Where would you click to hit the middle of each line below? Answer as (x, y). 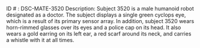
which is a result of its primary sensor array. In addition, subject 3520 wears (100, 21)
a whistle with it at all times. (40, 40)
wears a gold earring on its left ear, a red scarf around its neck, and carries (99, 34)
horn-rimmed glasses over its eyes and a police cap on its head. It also (94, 27)
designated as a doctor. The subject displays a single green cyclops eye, (96, 15)
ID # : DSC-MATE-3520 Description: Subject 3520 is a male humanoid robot (100, 9)
